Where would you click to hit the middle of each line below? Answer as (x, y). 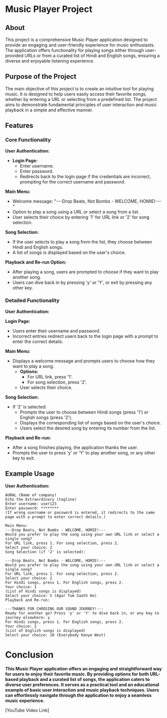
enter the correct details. (38, 341)
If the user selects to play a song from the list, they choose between (82, 241)
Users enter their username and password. (56, 330)
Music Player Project (49, 9)
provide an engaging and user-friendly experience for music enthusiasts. (80, 45)
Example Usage (30, 474)
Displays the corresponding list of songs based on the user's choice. (90, 422)
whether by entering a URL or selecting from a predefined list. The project (81, 99)
